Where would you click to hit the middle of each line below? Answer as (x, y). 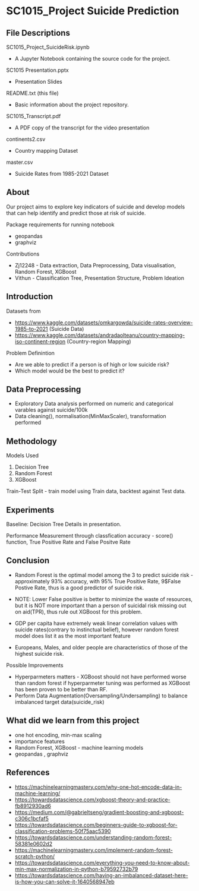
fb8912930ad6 (33, 805)
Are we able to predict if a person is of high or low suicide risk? (92, 364)
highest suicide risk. (39, 653)
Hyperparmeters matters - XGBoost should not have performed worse (100, 677)
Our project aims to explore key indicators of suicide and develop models (96, 207)
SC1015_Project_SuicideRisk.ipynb (48, 47)
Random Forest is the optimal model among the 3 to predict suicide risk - (104, 575)
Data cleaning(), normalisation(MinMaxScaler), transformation (90, 416)
